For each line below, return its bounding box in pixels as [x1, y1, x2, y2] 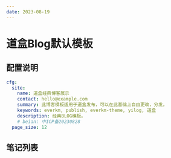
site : [11, 85, 26, 91]
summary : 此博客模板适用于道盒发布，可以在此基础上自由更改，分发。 [17, 102, 168, 108]
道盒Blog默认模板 [6, 37, 93, 50]
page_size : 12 [11, 124, 47, 130]
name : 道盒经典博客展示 [17, 90, 69, 97]
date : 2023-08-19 [6, 8, 50, 15]
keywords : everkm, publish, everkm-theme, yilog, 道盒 [17, 107, 156, 113]
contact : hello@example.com [17, 96, 88, 102]
